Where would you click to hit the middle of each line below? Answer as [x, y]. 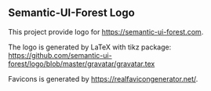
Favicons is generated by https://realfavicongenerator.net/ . [103, 78]
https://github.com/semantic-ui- [60, 55]
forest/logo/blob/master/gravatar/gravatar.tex [82, 64]
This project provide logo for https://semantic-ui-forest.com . [106, 31]
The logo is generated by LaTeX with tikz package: [90, 47]
